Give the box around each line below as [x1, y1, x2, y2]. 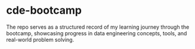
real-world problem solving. [6, 36, 75, 43]
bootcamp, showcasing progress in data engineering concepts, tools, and [6, 29, 187, 36]
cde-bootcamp [6, 4, 82, 17]
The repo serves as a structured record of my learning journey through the [6, 23, 190, 30]
